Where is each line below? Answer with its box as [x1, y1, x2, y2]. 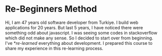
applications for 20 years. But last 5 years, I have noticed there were [5, 24, 143, 30]
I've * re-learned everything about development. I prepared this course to [5, 40, 153, 46]
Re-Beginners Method [5, 3, 97, 15]
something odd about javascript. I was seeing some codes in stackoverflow [5, 30, 158, 36]
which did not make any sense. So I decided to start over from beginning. [5, 35, 154, 41]
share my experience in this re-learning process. [5, 45, 104, 51]
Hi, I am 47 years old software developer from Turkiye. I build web [5, 19, 138, 25]
